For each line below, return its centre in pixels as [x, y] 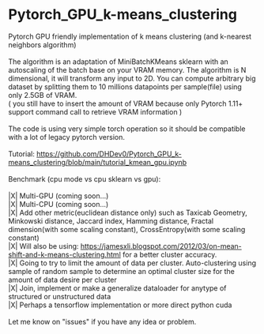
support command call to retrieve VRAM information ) [95, 111]
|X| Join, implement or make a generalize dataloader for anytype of [117, 288]
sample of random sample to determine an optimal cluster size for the [122, 271]
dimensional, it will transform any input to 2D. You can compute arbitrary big [132, 78]
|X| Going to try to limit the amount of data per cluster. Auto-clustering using [132, 263]
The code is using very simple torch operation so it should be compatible [127, 129]
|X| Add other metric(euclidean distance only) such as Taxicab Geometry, [128, 212]
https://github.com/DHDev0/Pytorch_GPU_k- [109, 154]
